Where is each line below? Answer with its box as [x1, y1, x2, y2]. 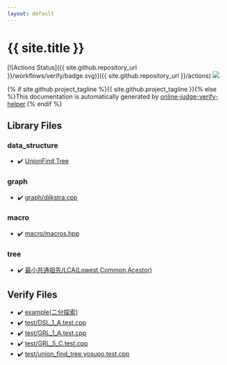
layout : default [7, 10, 54, 17]
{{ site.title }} [7, 40, 85, 56]
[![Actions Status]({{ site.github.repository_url [7, 63, 137, 72]
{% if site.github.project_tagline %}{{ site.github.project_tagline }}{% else [7, 85, 217, 93]
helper [7, 99, 26, 108]
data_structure [7, 140, 58, 150]
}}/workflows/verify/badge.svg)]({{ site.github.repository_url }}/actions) [7, 71, 212, 80]
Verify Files [7, 289, 58, 300]
